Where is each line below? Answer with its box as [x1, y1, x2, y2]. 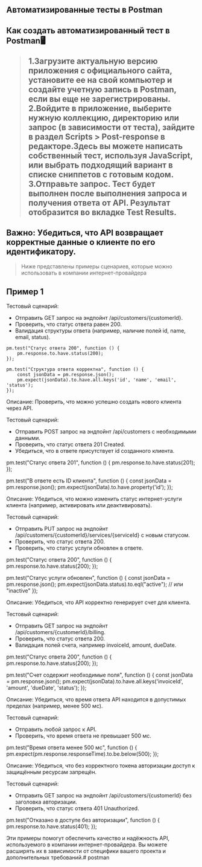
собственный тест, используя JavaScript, [28, 151, 193, 161]
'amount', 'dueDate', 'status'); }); [6, 684, 87, 692]
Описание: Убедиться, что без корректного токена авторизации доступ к [6, 762, 195, 770]
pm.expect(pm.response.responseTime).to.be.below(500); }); [6, 750, 159, 758]
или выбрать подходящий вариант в [28, 160, 173, 170]
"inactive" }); [6, 587, 38, 594]
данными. [14, 435, 41, 442]
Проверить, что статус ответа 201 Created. [14, 441, 125, 448]
